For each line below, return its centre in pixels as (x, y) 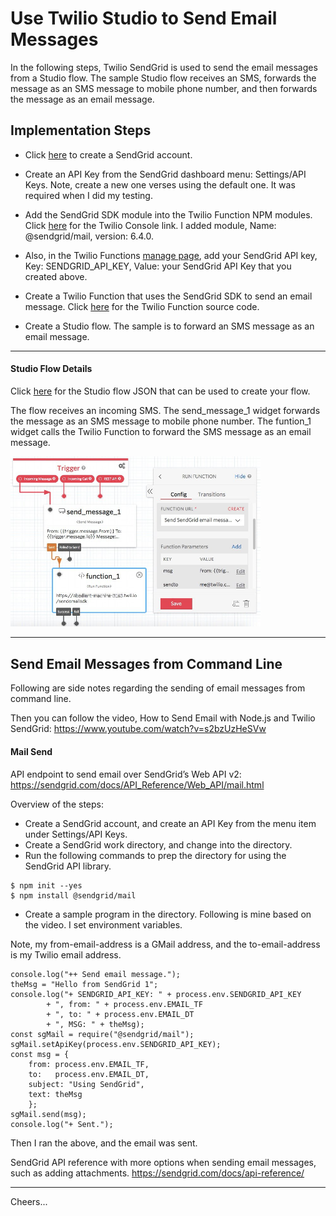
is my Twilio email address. (66, 954)
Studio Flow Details (51, 369)
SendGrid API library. (68, 866)
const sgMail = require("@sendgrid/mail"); (102, 1034)
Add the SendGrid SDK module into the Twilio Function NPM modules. (168, 214)
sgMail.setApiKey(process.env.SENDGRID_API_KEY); (116, 1044)
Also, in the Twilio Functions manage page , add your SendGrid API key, (171, 255)
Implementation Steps (81, 130)
